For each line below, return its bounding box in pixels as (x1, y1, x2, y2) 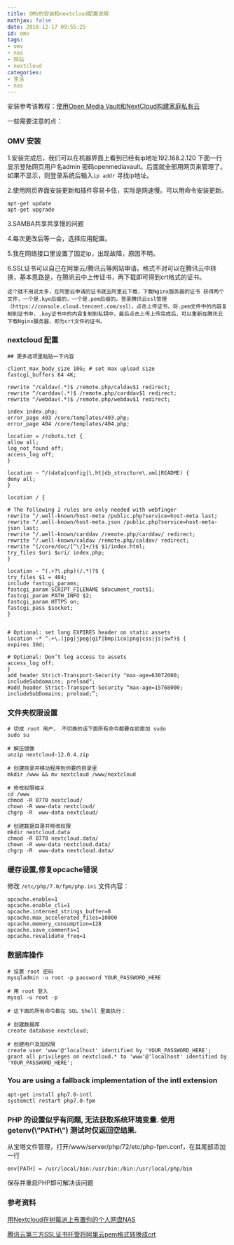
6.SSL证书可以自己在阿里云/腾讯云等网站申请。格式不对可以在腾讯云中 (7, 264, 211, 272)
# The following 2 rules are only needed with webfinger (7, 506, 177, 513)
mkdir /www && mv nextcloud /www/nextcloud (7, 771, 137, 778)
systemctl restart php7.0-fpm (7, 1098, 96, 1105)
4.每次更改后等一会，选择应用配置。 (7, 234, 111, 243)
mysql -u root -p (7, 993, 58, 1001)
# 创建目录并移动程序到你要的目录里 (7, 765, 97, 772)
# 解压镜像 (7, 745, 35, 752)
